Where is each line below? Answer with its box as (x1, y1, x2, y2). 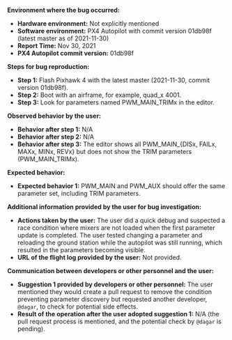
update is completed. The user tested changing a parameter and (17, 231, 203, 239)
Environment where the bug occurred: (7, 6, 121, 14)
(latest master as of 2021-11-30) (17, 34, 109, 42)
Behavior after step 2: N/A (17, 132, 94, 141)
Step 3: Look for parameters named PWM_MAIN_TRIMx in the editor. (17, 98, 215, 107)
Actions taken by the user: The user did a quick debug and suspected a (17, 216, 226, 224)
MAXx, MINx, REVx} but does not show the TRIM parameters (17, 148, 192, 155)
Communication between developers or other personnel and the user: (7, 267, 214, 275)
